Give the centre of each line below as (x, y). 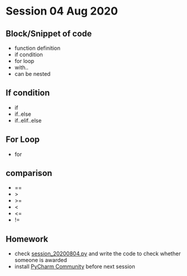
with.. (21, 67)
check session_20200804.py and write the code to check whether (97, 254)
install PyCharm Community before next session (75, 267)
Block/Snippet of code (49, 34)
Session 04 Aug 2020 (62, 11)
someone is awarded (41, 260)
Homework (27, 239)
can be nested (32, 74)
